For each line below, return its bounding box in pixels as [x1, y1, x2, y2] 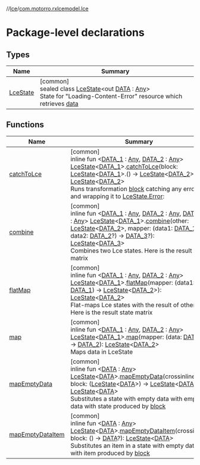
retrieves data [39, 99, 79, 108]
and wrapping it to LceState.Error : [70, 192, 165, 200]
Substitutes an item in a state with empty [70, 441, 184, 450]
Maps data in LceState [70, 348, 133, 356]
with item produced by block [70, 449, 151, 457]
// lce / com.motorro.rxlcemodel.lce [6, 5, 89, 12]
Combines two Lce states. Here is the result [70, 246, 192, 255]
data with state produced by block [70, 402, 166, 410]
